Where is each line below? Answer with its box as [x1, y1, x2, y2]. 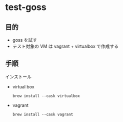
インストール [5, 73, 31, 79]
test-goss [5, 2, 46, 13]
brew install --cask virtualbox [12, 93, 80, 98]
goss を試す [12, 37, 37, 43]
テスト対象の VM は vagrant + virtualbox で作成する [12, 43, 119, 49]
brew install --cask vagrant [12, 112, 73, 117]
